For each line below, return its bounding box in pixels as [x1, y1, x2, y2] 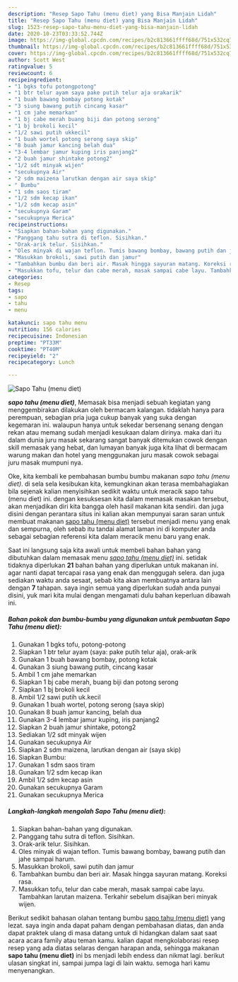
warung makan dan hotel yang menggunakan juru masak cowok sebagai [8, 451, 219, 459]
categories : [8, 273, 43, 280]
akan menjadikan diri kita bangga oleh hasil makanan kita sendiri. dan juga [8, 502, 225, 510]
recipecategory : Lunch [8, 359, 75, 366]
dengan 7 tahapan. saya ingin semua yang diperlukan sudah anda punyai [8, 583, 221, 592]
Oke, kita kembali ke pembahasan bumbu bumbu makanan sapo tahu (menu [8, 472, 230, 481]
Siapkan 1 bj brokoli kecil [18, 685, 90, 694]
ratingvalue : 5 [8, 63, 53, 70]
